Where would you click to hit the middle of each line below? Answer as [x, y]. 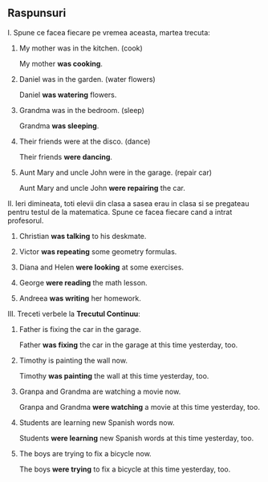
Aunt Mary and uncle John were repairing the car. [102, 188]
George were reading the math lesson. [83, 282]
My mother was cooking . [61, 63]
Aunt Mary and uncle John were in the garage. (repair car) [116, 172]
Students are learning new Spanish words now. [97, 422]
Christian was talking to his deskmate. [83, 236]
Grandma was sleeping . [59, 126]
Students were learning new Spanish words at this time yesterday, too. [136, 438]
